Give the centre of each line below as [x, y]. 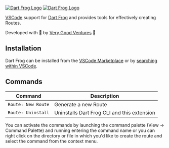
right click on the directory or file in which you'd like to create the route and [84, 135]
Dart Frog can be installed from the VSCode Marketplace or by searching [81, 60]
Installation [23, 49]
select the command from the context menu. [52, 141]
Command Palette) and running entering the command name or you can [80, 130]
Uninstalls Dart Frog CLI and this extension [105, 112]
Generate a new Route [80, 104]
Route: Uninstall [29, 113]
